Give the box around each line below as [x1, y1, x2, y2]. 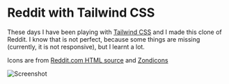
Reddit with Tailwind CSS [7, 5, 155, 21]
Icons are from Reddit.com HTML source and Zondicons [7, 56, 168, 64]
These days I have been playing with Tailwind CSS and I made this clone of [7, 28, 223, 36]
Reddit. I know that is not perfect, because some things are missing [7, 35, 200, 43]
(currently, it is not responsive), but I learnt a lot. [7, 42, 145, 51]
